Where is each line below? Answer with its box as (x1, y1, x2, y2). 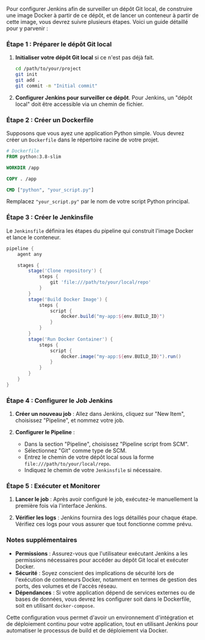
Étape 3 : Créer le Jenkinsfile (6, 213, 93, 222)
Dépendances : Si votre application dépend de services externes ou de (15, 589, 195, 596)
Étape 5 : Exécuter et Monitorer (6, 481, 101, 490)
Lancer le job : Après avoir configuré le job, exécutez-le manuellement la (15, 495, 198, 503)
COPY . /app (6, 176, 37, 182)
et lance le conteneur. (6, 233, 61, 241)
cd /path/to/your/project (15, 66, 81, 72)
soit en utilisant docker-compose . (15, 601, 95, 609)
